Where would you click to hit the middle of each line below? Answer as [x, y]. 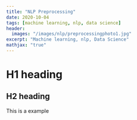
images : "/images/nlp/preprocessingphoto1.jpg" [72, 34]
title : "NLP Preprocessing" [41, 12]
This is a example [28, 110]
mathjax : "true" [26, 45]
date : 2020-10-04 [28, 17]
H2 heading [28, 96]
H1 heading [34, 75]
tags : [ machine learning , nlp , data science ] [63, 23]
